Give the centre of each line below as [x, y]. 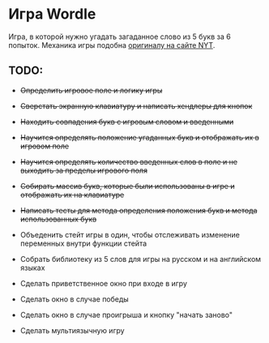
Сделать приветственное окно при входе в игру [104, 283]
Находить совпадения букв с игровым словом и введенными [127, 122]
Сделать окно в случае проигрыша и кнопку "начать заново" [126, 315]
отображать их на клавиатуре [72, 195]
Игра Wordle [52, 14]
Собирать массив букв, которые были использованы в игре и [127, 186]
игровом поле [45, 146]
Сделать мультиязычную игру [72, 330]
